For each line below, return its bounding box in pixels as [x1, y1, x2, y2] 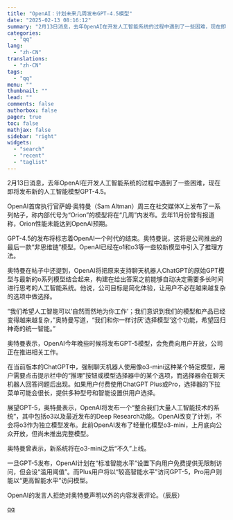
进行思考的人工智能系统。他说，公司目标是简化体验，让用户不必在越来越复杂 [7, 283, 226, 292]
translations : [7, 56, 49, 62]
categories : [7, 29, 42, 37]
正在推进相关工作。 [7, 348, 62, 356]
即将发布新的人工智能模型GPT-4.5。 [7, 187, 110, 195]
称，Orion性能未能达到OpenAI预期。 [7, 219, 112, 228]
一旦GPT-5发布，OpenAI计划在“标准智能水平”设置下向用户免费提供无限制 [7, 459, 216, 467]
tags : [7, 68, 23, 75]
